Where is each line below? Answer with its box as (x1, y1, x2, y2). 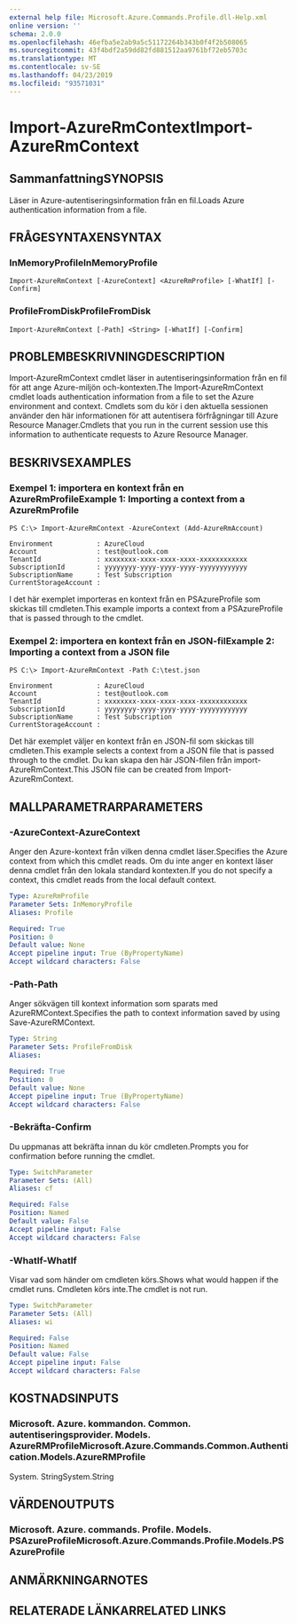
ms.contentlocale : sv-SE (9, 63, 101, 72)
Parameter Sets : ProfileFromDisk (9, 1043, 133, 1052)
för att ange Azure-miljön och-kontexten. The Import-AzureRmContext (9, 382, 264, 393)
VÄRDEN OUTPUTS (9, 1497, 115, 1512)
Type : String (9, 1035, 58, 1044)
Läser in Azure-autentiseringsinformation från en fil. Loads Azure (9, 194, 246, 205)
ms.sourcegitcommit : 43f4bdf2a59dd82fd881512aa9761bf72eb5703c (9, 46, 248, 55)
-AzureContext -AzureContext (9, 826, 141, 839)
